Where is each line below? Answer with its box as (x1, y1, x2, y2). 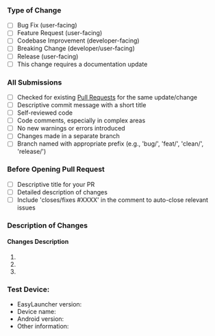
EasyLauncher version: (16, 300, 82, 309)
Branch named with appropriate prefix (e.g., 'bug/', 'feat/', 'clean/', (16, 139, 204, 148)
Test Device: (7, 284, 50, 294)
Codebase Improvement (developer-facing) (16, 36, 140, 45)
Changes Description (7, 238, 69, 246)
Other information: (16, 322, 69, 331)
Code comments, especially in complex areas (16, 116, 146, 125)
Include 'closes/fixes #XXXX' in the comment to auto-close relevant (16, 195, 209, 204)
